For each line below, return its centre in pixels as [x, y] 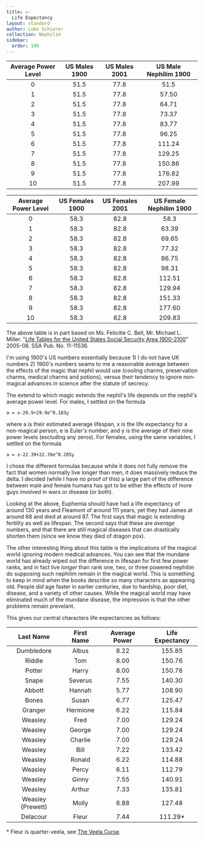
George [80, 730]
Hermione [80, 710]
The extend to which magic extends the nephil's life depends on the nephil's [102, 395]
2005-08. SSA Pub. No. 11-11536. [48, 345]
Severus [80, 680]
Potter [34, 670]
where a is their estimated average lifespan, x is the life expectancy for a [97, 424]
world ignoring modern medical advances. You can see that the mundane [98, 554]
